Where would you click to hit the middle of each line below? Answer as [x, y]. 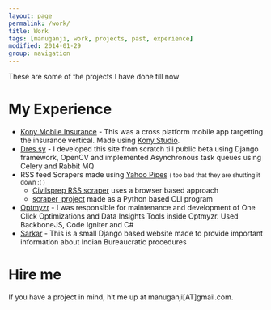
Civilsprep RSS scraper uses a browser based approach [125, 190]
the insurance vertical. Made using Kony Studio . [100, 140]
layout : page [30, 16]
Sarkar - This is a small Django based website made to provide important [142, 233]
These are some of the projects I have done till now [94, 76]
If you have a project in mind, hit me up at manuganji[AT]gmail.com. [121, 297]
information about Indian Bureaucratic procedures [104, 242]
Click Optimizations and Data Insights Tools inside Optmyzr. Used [129, 216]
